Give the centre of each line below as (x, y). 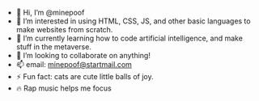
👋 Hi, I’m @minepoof (50, 13)
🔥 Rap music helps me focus (64, 88)
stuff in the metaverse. (53, 47)
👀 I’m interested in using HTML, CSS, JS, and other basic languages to (133, 21)
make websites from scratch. (64, 29)
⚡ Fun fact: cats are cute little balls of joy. (85, 76)
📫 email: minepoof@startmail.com (74, 64)
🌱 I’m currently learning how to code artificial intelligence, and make (129, 38)
